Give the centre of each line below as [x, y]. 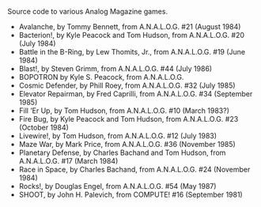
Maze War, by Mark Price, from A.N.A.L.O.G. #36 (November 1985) [127, 144]
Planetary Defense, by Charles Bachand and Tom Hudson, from [122, 152]
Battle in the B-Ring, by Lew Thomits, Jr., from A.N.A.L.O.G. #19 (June [132, 52]
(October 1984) [43, 127]
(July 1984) [37, 43]
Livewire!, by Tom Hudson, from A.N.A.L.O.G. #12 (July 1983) [118, 136]
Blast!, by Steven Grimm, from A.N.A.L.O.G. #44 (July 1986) [115, 69]
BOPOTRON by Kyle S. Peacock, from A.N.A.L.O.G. [101, 77]
